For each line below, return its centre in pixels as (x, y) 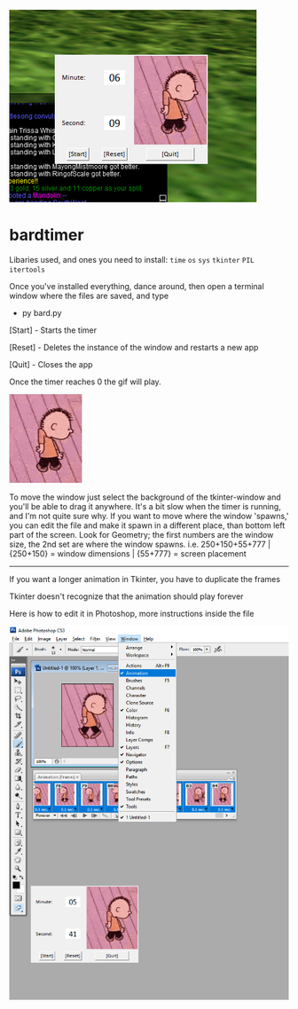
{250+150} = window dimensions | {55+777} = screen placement (128, 553)
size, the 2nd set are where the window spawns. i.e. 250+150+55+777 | (140, 544)
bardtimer (47, 235)
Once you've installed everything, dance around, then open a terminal (137, 286)
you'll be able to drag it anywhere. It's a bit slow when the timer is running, (145, 506)
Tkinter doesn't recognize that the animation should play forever (126, 596)
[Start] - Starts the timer (53, 330)
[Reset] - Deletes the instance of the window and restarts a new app (134, 347)
